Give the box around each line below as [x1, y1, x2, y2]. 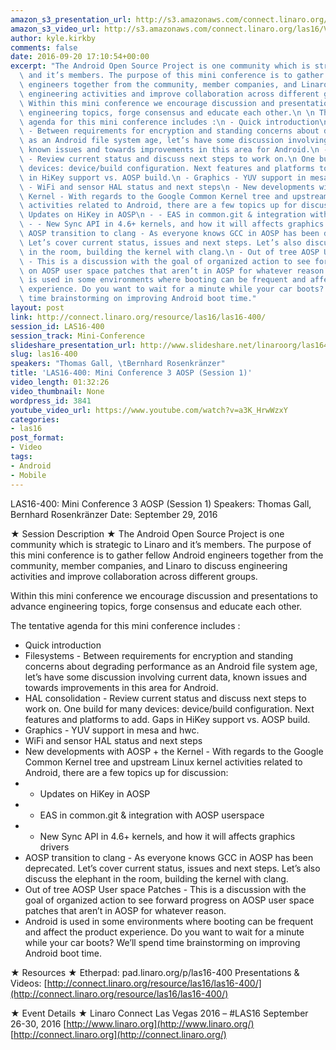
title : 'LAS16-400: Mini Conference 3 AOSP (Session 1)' [10, 368, 253, 378]
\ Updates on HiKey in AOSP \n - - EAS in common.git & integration [19, 210, 307, 220]
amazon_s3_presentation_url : [10, 14, 132, 25]
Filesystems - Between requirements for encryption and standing [24, 649, 294, 661]
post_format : [10, 433, 65, 443]
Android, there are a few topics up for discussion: [24, 766, 229, 778]
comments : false [10, 42, 78, 53]
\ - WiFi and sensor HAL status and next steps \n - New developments [19, 182, 315, 192]
